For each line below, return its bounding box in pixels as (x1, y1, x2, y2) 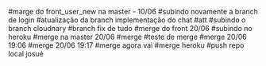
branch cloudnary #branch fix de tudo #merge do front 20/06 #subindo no (8, 24, 253, 33)
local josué (8, 49, 44, 58)
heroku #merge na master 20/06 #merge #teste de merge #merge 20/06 (8, 32, 248, 41)
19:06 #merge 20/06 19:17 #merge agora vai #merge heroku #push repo (8, 41, 245, 50)
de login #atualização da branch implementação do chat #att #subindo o (8, 15, 246, 25)
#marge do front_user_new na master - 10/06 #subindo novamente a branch (8, 7, 258, 16)
